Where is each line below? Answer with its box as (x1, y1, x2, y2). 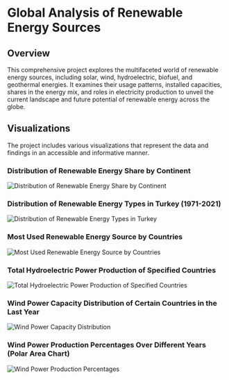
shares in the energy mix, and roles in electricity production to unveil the (7, 88, 214, 96)
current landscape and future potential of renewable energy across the (7, 95, 210, 104)
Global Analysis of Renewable (7, 5, 183, 21)
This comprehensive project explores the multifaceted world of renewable (7, 66, 219, 74)
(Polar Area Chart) (7, 349, 70, 358)
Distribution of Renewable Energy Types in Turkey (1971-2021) (7, 199, 221, 209)
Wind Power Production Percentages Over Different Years (7, 340, 207, 350)
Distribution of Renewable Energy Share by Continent (7, 165, 191, 175)
